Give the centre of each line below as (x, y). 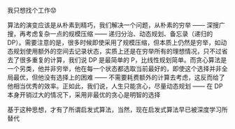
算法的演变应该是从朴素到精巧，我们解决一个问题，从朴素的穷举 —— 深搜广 (116, 25)
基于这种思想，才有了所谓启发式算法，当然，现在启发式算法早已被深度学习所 (117, 109)
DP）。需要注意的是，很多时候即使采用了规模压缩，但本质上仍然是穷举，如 (114, 43)
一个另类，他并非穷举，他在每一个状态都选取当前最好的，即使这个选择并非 (114, 69)
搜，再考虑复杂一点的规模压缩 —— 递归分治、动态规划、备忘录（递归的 (110, 34)
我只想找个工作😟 (32, 10)
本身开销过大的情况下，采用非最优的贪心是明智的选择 (84, 95)
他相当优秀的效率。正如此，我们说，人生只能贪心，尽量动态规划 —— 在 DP (115, 86)
